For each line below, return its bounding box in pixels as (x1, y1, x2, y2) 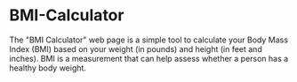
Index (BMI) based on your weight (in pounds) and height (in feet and (9, 43, 262, 54)
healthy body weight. (9, 63, 87, 73)
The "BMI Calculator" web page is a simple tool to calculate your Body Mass (9, 34, 289, 45)
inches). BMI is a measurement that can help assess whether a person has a (9, 53, 289, 63)
